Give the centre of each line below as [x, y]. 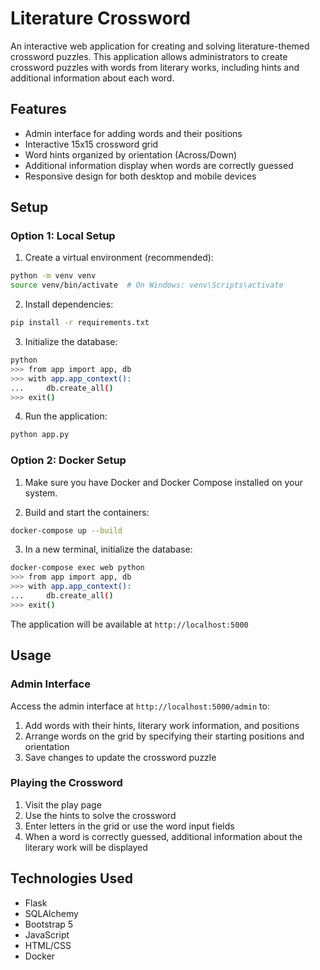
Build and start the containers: [87, 512]
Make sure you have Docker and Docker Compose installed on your [164, 482]
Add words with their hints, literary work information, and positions [162, 725]
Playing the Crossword [66, 783]
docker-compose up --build [66, 530]
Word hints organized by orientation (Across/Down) [131, 154]
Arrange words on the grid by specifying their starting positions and [164, 736]
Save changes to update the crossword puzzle [120, 757]
